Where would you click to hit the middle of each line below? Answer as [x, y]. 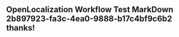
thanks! [21, 28]
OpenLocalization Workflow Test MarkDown [90, 10]
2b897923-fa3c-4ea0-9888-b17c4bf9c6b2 [89, 19]
